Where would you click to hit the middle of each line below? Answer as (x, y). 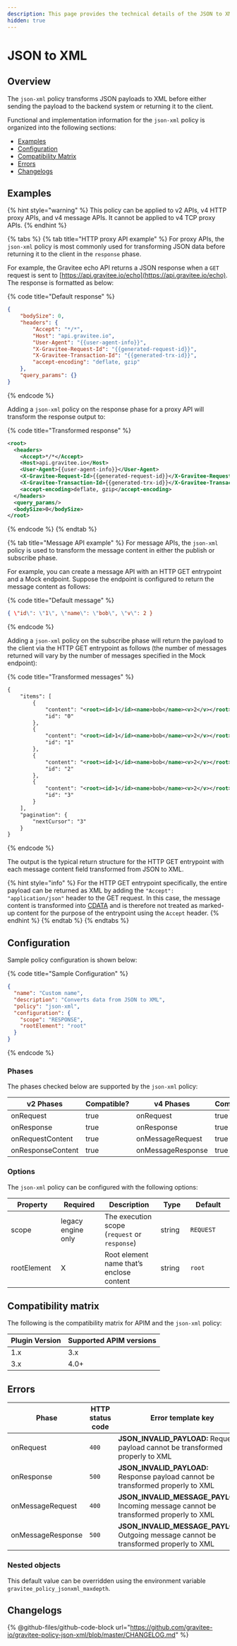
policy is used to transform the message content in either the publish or (111, 551)
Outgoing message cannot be (167, 1535)
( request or (123, 1234)
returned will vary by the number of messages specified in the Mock (107, 656)
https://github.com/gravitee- (171, 1628)
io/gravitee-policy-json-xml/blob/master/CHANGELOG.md (92, 1635)
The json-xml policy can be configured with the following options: (103, 1187)
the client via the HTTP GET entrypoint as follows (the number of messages (117, 648)
